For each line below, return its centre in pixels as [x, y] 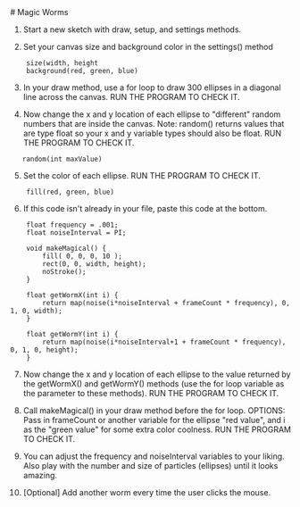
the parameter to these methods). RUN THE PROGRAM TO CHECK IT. [151, 393]
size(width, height [62, 63]
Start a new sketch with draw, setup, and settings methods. [132, 29]
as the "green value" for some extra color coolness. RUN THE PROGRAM [157, 429]
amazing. [40, 475]
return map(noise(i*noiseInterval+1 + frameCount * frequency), [164, 342]
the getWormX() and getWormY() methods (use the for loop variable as [154, 384]
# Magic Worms [39, 12]
